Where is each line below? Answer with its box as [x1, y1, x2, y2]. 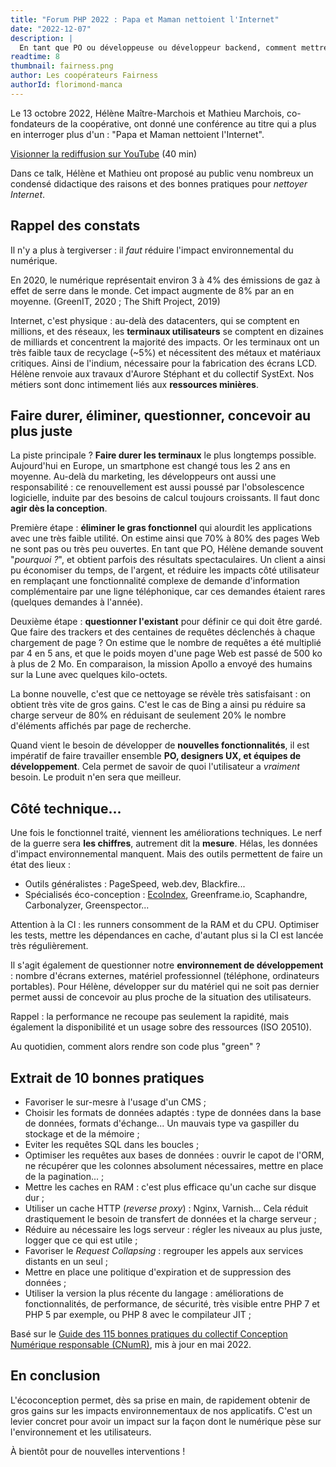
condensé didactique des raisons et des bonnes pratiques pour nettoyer [10, 177, 308, 190]
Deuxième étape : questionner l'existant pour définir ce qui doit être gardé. [10, 616, 323, 628]
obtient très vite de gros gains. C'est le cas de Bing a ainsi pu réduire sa [10, 699, 307, 711]
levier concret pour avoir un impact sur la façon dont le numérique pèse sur [10, 1415, 322, 1427]
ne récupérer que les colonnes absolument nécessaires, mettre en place [24, 1160, 324, 1171]
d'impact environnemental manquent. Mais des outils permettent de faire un [10, 848, 323, 860]
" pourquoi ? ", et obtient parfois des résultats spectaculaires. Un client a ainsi [10, 554, 326, 566]
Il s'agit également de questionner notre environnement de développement [10, 959, 324, 971]
